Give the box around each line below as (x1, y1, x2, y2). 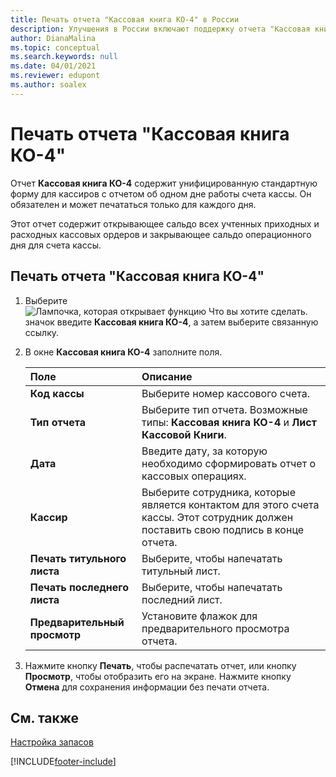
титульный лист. (141, 564, 221, 578)
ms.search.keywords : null (10, 52, 118, 62)
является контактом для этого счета (141, 497, 320, 511)
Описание (141, 369, 193, 383)
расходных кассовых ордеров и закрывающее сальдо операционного (10, 228, 312, 240)
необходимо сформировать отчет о (141, 456, 316, 470)
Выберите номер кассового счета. (141, 386, 311, 400)
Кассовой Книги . (141, 427, 227, 441)
